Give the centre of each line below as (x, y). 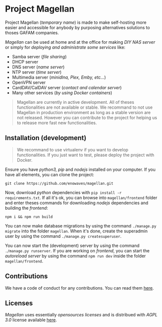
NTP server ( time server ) (37, 72)
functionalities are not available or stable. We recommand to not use (85, 107)
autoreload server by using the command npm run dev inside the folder (75, 256)
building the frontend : (27, 208)
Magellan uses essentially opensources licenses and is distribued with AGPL (81, 315)
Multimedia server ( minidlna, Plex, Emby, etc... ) (59, 77)
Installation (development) (46, 138)
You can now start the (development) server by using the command (72, 245)
